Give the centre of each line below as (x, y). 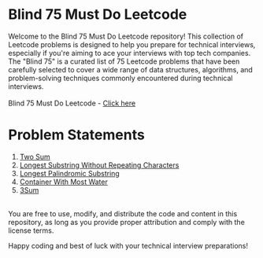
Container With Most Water (63, 182)
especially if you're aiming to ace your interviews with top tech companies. (130, 53)
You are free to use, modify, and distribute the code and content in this (123, 213)
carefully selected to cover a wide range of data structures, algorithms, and (131, 69)
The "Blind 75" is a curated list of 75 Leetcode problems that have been (124, 61)
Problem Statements (77, 135)
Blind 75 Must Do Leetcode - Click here (72, 103)
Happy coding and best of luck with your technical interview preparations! (128, 245)
